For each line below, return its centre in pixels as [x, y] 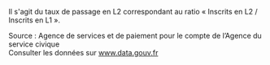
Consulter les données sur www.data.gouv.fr [83, 53]
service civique [34, 44]
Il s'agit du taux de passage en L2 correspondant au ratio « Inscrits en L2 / [133, 12]
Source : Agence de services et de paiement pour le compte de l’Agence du [135, 36]
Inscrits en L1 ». [35, 20]
